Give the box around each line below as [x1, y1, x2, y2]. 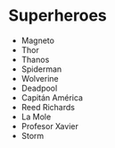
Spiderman [21, 64, 62, 74]
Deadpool [21, 83, 58, 93]
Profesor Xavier [21, 120, 79, 131]
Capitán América [21, 91, 84, 103]
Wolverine [21, 73, 59, 83]
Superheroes [8, 5, 108, 26]
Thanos [21, 54, 50, 65]
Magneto [21, 35, 55, 46]
